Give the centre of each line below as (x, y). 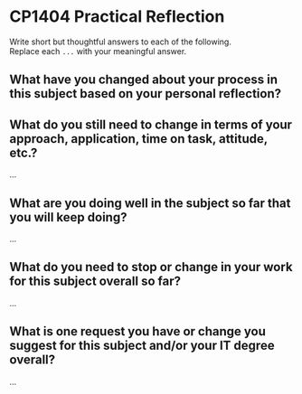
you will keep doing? (68, 217)
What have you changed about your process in (144, 80)
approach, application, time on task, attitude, (139, 139)
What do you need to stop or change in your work (151, 267)
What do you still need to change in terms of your (151, 124)
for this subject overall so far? (95, 281)
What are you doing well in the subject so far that (150, 203)
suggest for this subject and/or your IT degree (142, 346)
